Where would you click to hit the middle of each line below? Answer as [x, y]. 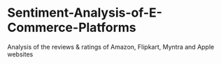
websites [20, 54]
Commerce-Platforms [72, 27]
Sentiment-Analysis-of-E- [85, 13]
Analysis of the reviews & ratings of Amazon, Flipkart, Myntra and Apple [111, 47]
